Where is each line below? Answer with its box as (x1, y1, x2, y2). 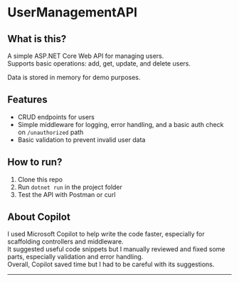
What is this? (7, 33, 67, 45)
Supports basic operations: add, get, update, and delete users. (7, 59, 191, 68)
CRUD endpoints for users (17, 112, 95, 121)
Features (7, 94, 48, 106)
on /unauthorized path (17, 128, 84, 136)
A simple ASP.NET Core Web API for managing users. (7, 51, 164, 60)
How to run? (7, 156, 63, 168)
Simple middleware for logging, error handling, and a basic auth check (17, 120, 224, 129)
